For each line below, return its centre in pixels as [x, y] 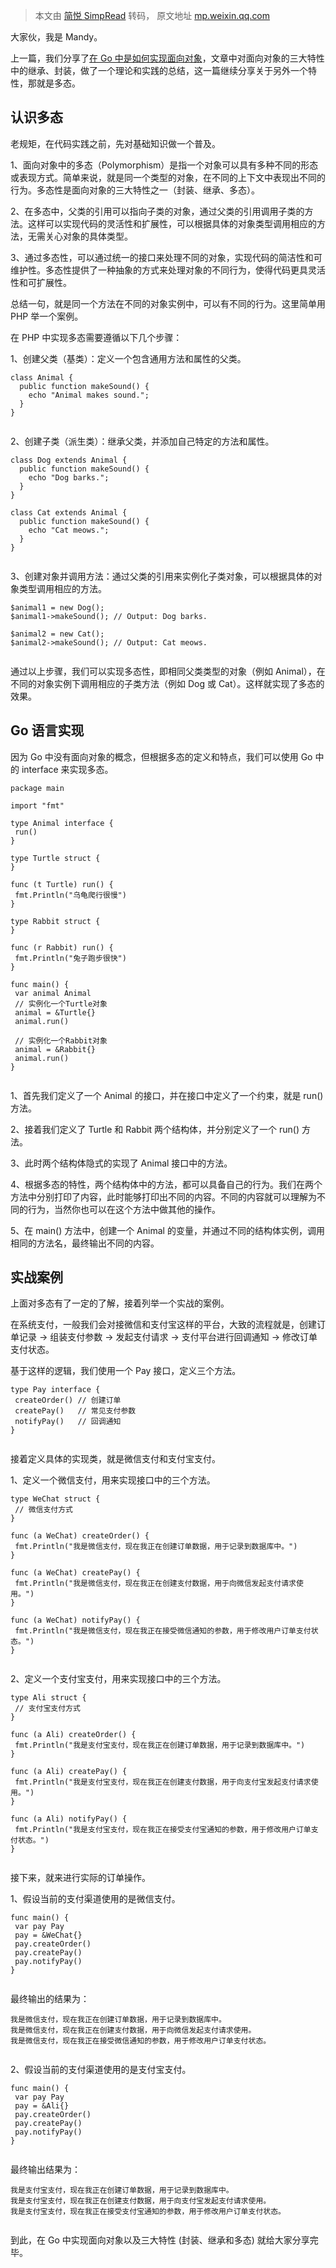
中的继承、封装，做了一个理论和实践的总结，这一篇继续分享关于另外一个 [159, 70]
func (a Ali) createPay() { [69, 1772]
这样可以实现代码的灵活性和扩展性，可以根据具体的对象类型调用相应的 [172, 223]
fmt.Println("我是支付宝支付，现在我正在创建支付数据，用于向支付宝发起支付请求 [163, 1782]
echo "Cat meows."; [69, 530]
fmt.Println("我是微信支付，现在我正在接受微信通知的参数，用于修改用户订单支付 [163, 1631]
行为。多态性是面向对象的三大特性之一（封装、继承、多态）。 [135, 190]
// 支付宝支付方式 [47, 1709]
